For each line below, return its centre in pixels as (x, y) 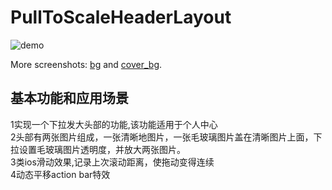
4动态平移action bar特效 (60, 174)
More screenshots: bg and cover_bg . (86, 64)
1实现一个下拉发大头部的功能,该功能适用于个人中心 (114, 124)
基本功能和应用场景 (69, 98)
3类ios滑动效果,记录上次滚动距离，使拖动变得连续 (112, 162)
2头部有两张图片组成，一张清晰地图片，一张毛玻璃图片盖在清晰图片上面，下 (166, 137)
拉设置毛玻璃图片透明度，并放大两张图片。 (98, 149)
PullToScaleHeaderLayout (121, 17)
